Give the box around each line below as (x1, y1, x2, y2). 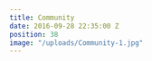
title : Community (9, 13, 75, 22)
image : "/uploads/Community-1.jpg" (9, 38, 144, 48)
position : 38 (9, 30, 59, 39)
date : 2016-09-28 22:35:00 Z (9, 22, 119, 30)
